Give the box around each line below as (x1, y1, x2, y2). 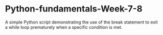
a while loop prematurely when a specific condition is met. (5, 24, 123, 30)
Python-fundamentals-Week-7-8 (5, 3, 143, 14)
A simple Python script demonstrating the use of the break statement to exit (5, 19, 158, 25)
